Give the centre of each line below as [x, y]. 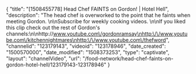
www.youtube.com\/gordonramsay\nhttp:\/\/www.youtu [120, 34]
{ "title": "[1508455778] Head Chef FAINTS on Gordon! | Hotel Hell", [87, 9]
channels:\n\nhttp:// [30, 34]
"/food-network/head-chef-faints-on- [128, 59]
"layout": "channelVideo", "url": [44, 59]
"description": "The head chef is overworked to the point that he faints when [98, 15]
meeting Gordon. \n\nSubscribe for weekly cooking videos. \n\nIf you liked [96, 21]
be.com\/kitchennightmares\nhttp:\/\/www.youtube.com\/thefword [86, 40]
